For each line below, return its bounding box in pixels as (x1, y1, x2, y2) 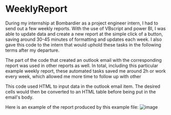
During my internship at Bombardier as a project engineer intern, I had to (5, 20, 159, 26)
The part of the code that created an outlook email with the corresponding (5, 57, 162, 63)
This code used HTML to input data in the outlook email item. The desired (5, 83, 160, 89)
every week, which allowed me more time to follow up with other (5, 73, 141, 79)
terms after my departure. (5, 47, 60, 53)
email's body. (5, 94, 34, 100)
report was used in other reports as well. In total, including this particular (5, 62, 159, 68)
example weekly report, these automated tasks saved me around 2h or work (5, 67, 166, 74)
